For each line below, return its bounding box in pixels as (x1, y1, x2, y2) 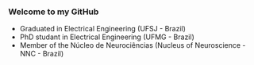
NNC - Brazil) (19, 49, 64, 59)
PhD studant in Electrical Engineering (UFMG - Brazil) (19, 32, 194, 42)
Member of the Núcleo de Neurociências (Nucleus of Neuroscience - (19, 41, 246, 50)
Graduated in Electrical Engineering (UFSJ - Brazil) (19, 24, 187, 34)
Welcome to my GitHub (8, 6, 99, 17)
